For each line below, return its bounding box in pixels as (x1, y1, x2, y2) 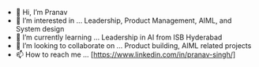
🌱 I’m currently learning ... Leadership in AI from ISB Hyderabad (15, 32, 223, 42)
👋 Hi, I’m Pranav (15, 8, 68, 17)
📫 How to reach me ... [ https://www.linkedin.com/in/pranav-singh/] (15, 50, 236, 59)
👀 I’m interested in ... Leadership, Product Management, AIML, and (15, 16, 232, 25)
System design (15, 24, 65, 33)
